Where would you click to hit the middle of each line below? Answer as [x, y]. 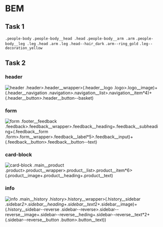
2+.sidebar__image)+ [116, 204]
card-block [19, 154]
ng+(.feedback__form [27, 131]
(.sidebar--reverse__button [32, 220]
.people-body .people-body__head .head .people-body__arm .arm [70, 39]
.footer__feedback [39, 121]
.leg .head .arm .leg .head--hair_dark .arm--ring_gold [82, 44]
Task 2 [15, 63]
